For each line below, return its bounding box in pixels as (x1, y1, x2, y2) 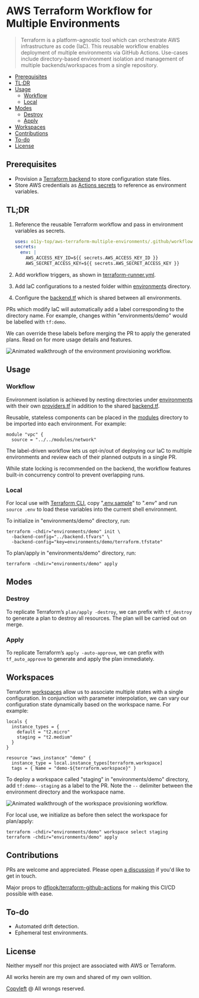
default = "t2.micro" (17, 729, 70, 735)
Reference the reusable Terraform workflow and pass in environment (14, 220, 184, 228)
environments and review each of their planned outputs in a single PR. (6, 453, 177, 460)
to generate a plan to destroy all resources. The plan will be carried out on (6, 615, 187, 622)
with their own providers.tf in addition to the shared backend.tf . (6, 402, 160, 410)
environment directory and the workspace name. (6, 788, 126, 795)
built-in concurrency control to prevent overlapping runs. (6, 471, 145, 478)
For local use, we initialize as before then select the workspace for (6, 811, 168, 818)
